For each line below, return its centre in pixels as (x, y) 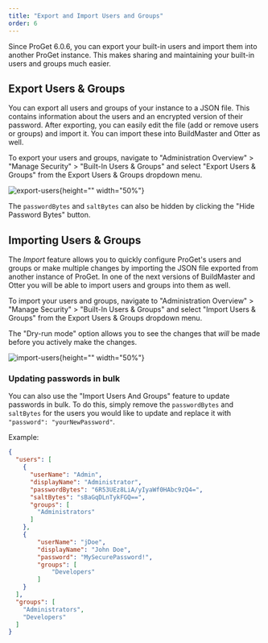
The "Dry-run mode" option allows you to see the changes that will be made (134, 334)
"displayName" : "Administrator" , (86, 482)
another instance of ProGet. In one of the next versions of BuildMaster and (132, 277)
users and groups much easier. (60, 63)
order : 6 (23, 23)
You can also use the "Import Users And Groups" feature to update (119, 396)
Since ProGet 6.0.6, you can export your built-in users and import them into (133, 46)
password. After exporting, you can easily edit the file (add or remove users (134, 125)
